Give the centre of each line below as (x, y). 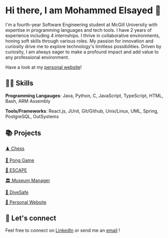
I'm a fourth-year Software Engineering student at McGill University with (81, 25)
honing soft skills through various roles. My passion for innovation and (79, 41)
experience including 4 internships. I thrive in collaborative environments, (83, 35)
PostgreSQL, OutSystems (32, 116)
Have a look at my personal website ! (44, 67)
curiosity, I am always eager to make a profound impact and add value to (82, 52)
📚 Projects (23, 133)
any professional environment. (37, 57)
